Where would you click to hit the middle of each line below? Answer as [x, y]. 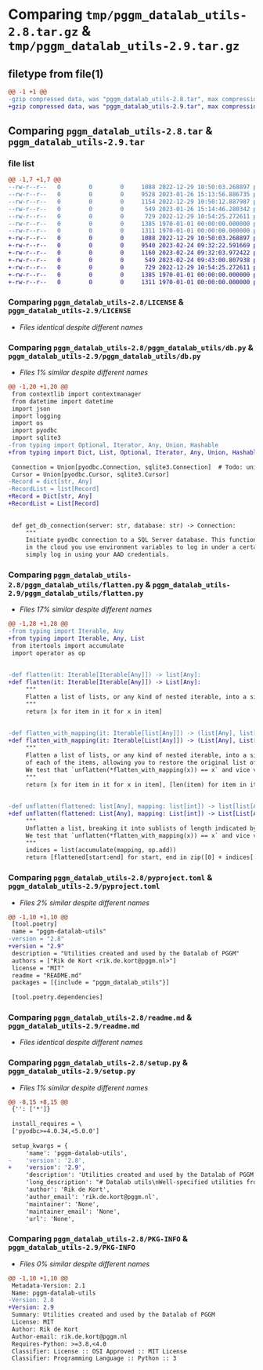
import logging [36, 416]
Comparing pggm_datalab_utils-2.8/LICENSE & [96, 302]
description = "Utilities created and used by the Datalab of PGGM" [126, 953]
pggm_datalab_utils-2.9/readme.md [74, 1026]
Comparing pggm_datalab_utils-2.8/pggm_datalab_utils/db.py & [131, 347]
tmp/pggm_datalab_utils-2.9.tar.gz [124, 47]
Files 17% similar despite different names [86, 609]
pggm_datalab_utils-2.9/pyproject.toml [84, 886]
